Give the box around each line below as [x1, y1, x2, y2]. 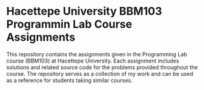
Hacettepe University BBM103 [6, 4, 162, 18]
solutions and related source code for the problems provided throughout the [6, 63, 198, 71]
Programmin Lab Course [6, 17, 133, 31]
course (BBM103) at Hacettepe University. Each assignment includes [6, 57, 180, 64]
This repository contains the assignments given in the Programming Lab [6, 50, 188, 58]
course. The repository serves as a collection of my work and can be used [6, 70, 194, 77]
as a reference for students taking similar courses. [6, 77, 133, 84]
